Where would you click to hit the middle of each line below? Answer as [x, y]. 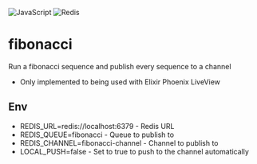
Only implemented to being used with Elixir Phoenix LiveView [120, 82]
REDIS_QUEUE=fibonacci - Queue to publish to [97, 135]
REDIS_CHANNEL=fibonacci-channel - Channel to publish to [119, 143]
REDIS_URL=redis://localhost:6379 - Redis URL [97, 126]
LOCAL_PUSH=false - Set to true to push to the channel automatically [134, 151]
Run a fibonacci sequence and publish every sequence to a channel [120, 66]
